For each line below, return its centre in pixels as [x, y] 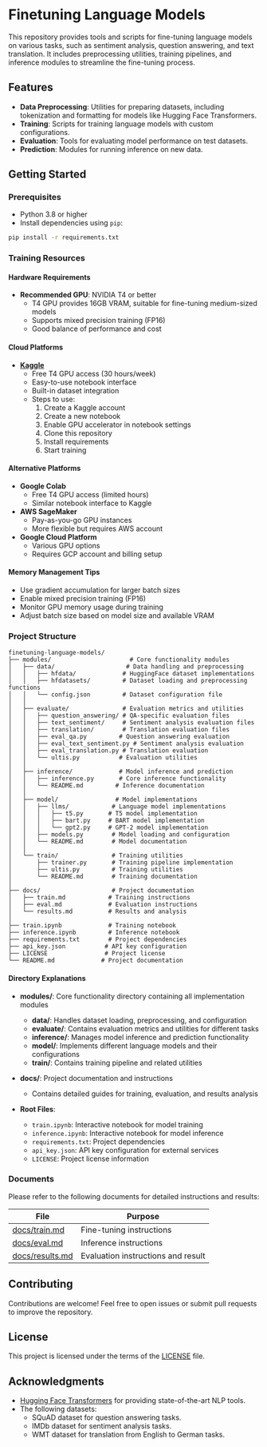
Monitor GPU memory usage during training [91, 607]
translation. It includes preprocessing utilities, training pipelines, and [120, 54]
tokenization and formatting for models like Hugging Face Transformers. [138, 115]
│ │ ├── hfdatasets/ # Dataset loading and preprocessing [128, 681]
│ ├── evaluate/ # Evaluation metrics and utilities [126, 709]
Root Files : [37, 1109]
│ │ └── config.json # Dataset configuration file [116, 695]
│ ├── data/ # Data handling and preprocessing [126, 667]
